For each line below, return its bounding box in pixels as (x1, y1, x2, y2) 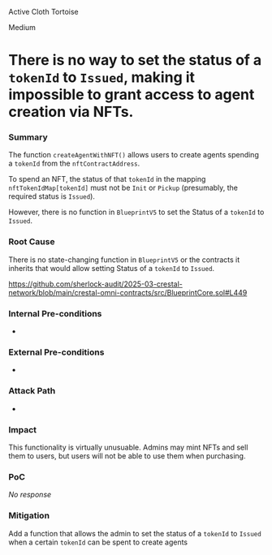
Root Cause (8, 236, 55, 247)
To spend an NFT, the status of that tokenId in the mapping (8, 174, 206, 184)
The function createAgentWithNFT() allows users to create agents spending (8, 150, 260, 160)
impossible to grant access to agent (8, 85, 255, 104)
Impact (8, 424, 37, 435)
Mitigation (8, 510, 50, 522)
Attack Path (8, 385, 56, 397)
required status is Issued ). (8, 191, 96, 201)
